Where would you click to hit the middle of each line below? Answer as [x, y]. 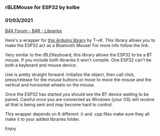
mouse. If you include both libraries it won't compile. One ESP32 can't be [78, 60]
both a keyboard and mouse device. [41, 65]
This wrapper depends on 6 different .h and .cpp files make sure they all [77, 114]
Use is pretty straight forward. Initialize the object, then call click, [70, 75]
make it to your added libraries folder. [43, 119]
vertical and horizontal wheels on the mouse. [50, 85]
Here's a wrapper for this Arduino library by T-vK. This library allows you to [80, 40]
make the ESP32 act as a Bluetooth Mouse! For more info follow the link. [77, 46]
